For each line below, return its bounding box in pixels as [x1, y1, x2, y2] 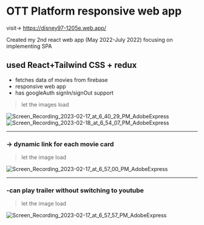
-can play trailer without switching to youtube [6, 186, 144, 195]
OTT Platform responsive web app [6, 4, 182, 18]
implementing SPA [6, 42, 52, 50]
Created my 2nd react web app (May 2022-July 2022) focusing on [6, 36, 173, 43]
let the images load [21, 101, 69, 108]
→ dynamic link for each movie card [6, 139, 114, 148]
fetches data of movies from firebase [15, 76, 108, 83]
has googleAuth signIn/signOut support [15, 89, 114, 96]
